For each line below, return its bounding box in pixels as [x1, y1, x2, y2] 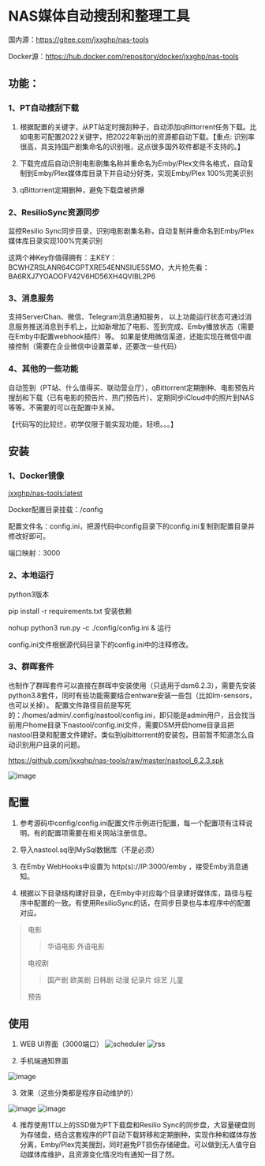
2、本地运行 [8, 570, 54, 581]
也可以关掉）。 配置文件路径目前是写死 [8, 700, 132, 710]
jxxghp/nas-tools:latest [8, 488, 83, 498]
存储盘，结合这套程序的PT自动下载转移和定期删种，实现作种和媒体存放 [26, 1130, 257, 1140]
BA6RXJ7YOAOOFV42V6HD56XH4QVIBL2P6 [8, 271, 156, 281]
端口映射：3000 [8, 548, 61, 558]
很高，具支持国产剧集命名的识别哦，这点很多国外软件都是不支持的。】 [19, 141, 244, 151]
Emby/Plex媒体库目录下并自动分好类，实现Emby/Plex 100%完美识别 [33, 168, 254, 178]
